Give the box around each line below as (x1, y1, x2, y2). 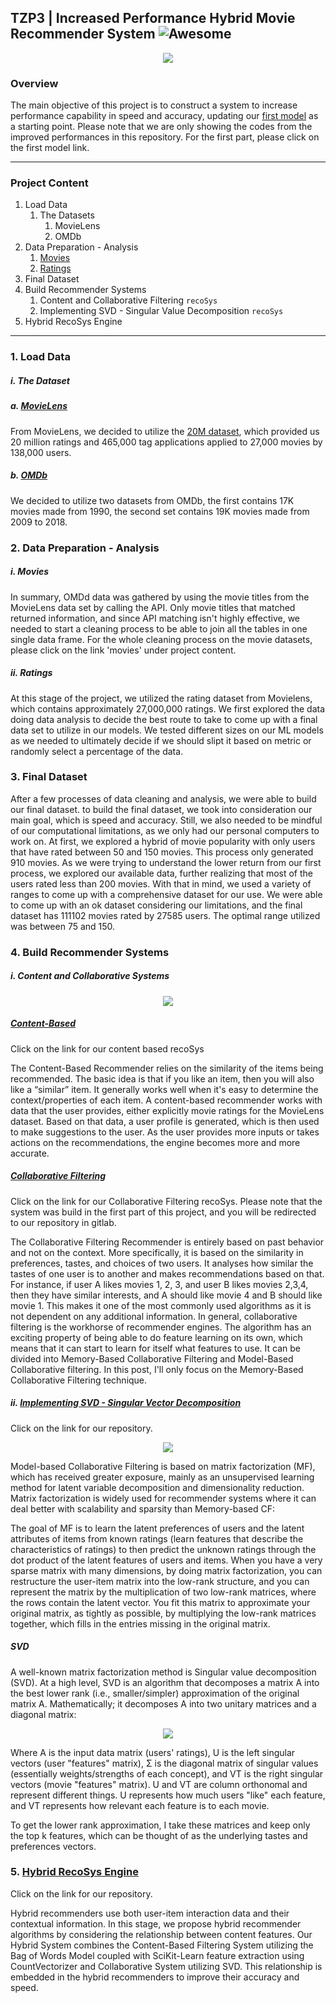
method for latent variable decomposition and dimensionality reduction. (10, 1481, 305, 1493)
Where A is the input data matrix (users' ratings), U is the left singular (10, 1746, 296, 1758)
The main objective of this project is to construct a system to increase (10, 99, 298, 111)
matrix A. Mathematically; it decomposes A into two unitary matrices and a (10, 1697, 317, 1710)
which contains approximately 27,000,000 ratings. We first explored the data (10, 702, 326, 715)
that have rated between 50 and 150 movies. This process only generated (10, 846, 314, 858)
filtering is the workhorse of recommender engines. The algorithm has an (10, 1321, 312, 1333)
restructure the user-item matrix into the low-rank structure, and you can (10, 1575, 310, 1587)
